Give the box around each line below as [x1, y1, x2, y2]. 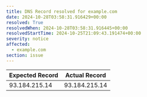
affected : [6, 42, 31, 48]
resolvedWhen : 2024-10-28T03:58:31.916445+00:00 [6, 25, 128, 31]
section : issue [6, 52, 44, 58]
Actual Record [65, 71, 106, 79]
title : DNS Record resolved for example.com [6, 8, 117, 15]
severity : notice [6, 36, 49, 42]
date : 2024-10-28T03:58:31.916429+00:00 [6, 14, 107, 20]
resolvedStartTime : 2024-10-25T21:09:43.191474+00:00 [6, 31, 142, 36]
